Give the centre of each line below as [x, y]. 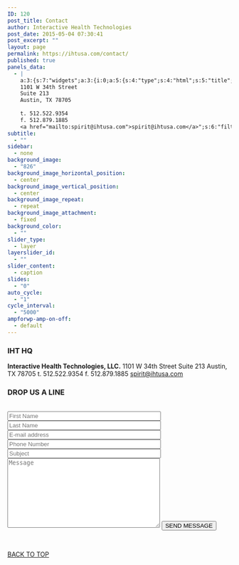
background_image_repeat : [46, 200]
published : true [31, 61]
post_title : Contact [38, 21]
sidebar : [20, 147]
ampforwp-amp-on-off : [39, 319]
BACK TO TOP [28, 554]
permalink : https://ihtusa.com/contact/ [68, 54]
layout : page [27, 47]
